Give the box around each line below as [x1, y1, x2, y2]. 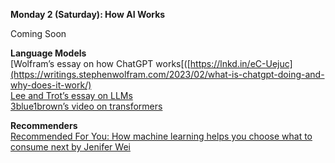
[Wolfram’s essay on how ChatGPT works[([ [10, 58, 191, 69]
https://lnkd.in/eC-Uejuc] [189, 58, 293, 69]
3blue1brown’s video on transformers [10, 100, 163, 112]
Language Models [10, 47, 87, 59]
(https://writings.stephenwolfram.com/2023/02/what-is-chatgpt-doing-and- [10, 69, 325, 80]
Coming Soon [10, 28, 67, 39]
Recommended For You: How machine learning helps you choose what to [10, 130, 313, 142]
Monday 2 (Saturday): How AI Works [10, 9, 166, 20]
